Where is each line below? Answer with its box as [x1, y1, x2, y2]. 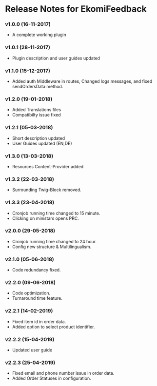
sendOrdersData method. [12, 84, 63, 90]
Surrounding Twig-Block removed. [12, 187, 81, 193]
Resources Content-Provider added [12, 163, 84, 169]
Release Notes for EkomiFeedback [5, 3, 147, 15]
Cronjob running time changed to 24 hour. [12, 238, 97, 244]
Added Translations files [12, 107, 61, 113]
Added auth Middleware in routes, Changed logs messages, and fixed [12, 78, 153, 84]
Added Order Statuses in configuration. [12, 375, 91, 381]
